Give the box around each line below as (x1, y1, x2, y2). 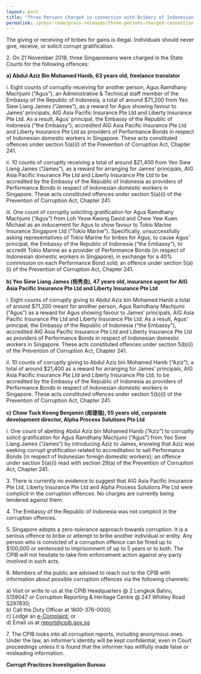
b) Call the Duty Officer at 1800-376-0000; (6, 606, 112, 614)
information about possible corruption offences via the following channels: (6, 575, 190, 583)
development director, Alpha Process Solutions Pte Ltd (6, 416, 145, 423)
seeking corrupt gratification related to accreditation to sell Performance (6, 447, 185, 454)
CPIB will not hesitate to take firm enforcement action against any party (6, 551, 182, 559)
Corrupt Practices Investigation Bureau (6, 661, 106, 669)
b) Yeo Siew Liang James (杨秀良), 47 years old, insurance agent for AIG (6, 278, 188, 285)
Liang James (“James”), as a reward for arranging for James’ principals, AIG (6, 165, 194, 172)
